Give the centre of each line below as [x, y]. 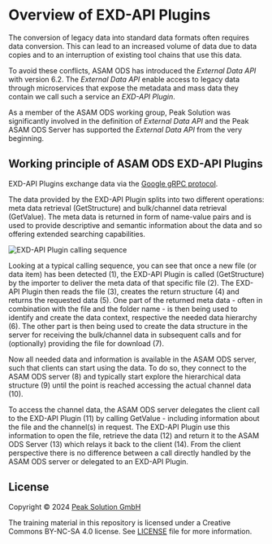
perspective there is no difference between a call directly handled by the [130, 453]
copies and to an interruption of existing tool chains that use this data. [125, 55]
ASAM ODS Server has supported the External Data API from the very [125, 129]
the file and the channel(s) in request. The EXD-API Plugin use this [119, 427]
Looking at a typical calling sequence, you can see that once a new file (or [133, 265]
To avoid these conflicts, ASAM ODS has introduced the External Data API [132, 70]
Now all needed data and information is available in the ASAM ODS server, [133, 359]
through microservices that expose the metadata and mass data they [124, 88]
